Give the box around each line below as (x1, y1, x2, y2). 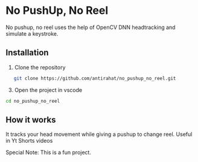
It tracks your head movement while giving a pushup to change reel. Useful (5, 131, 193, 138)
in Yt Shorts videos (5, 137, 53, 144)
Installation (5, 48, 49, 58)
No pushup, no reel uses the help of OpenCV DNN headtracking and (5, 24, 176, 31)
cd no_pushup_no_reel (5, 98, 60, 104)
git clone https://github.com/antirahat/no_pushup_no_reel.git (13, 75, 176, 82)
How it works (5, 114, 56, 125)
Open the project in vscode (14, 86, 83, 94)
